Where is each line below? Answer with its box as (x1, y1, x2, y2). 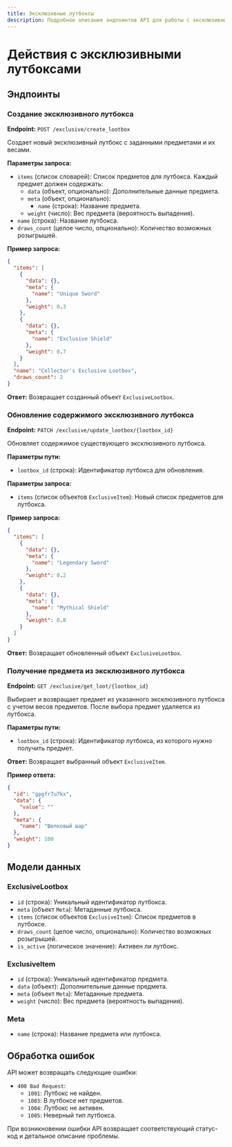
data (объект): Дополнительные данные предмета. (17, 982, 168, 990)
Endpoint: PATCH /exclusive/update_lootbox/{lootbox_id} (7, 426, 174, 434)
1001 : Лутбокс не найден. (27, 1089, 102, 1097)
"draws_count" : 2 (13, 374, 64, 381)
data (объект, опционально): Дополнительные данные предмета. (27, 187, 220, 196)
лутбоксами (7, 61, 81, 77)
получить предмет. (17, 744, 74, 753)
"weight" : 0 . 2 (25, 572, 67, 579)
